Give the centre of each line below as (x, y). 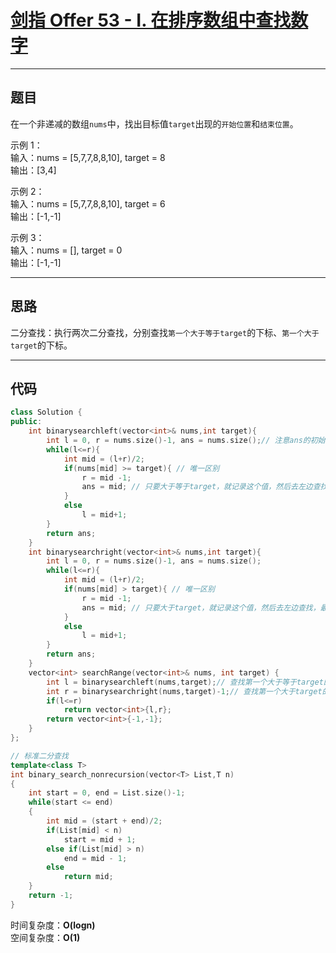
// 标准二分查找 (39, 756)
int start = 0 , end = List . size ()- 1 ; (107, 793)
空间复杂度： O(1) (45, 937)
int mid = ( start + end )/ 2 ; (104, 821)
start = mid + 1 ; (100, 839)
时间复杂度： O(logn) (53, 925)
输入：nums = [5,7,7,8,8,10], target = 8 (88, 157)
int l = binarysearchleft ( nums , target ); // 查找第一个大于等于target (185, 682)
